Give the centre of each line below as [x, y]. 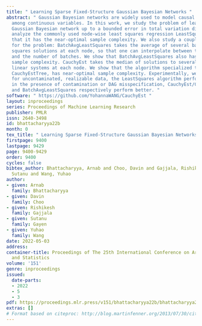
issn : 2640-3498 [26, 118]
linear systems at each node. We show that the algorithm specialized [102, 68]
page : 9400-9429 [26, 152]
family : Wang [28, 235]
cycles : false [24, 163]
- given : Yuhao [25, 230]
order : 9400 [21, 157]
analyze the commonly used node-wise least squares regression [92, 34]
